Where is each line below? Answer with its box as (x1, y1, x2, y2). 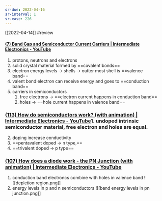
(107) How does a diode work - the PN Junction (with (5, 157, 133, 164)
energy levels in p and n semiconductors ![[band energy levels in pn (12, 185, 150, 191)
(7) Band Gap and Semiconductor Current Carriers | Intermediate (5, 41, 140, 47)
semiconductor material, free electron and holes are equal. (5, 123, 148, 130)
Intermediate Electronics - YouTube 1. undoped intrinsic (5, 117, 139, 124)
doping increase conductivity (12, 135, 72, 141)
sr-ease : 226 (5, 16, 32, 21)
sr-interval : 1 (5, 12, 36, 17)
